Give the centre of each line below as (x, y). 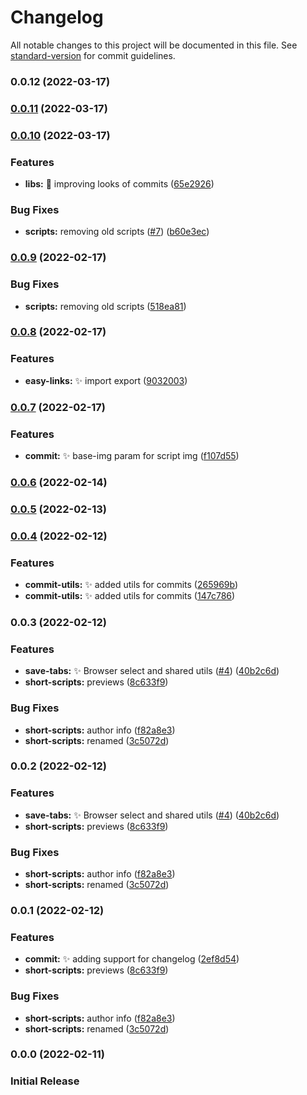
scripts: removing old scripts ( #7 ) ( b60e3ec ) (117, 232)
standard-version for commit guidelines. (93, 55)
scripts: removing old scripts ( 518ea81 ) (105, 306)
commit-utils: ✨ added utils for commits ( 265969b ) (131, 585)
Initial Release (45, 1081)
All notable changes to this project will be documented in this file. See (154, 45)
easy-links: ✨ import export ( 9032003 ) (106, 380)
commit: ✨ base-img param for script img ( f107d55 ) (132, 455)
